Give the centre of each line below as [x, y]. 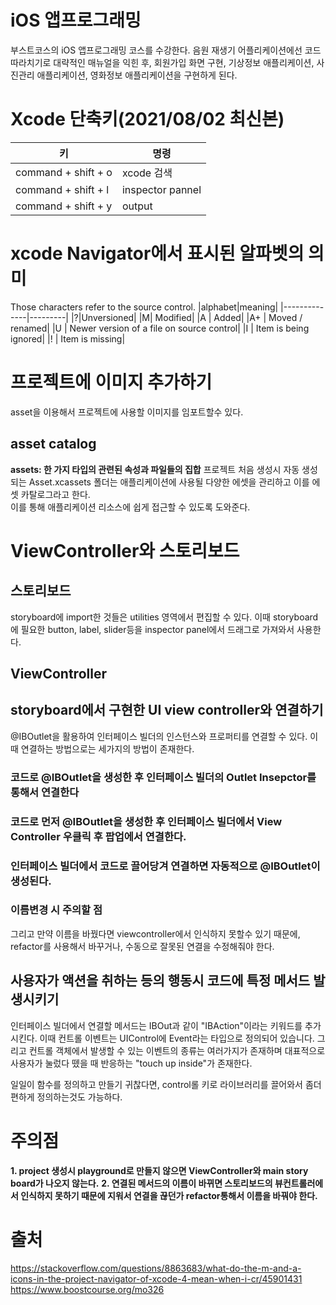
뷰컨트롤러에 [299, 1183]
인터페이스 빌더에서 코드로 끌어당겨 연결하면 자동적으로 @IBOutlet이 [165, 866]
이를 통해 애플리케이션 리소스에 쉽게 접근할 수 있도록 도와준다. [130, 507]
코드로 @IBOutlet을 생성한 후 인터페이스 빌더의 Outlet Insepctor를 [163, 777]
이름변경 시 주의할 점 [56, 910]
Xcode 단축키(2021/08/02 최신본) [147, 119]
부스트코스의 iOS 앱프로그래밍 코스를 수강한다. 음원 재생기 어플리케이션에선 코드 [166, 50]
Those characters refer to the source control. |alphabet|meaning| [144, 307]
